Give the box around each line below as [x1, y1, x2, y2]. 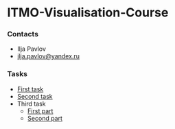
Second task [16, 92, 53, 100]
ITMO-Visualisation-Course [7, 5, 169, 21]
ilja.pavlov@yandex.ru [16, 52, 80, 60]
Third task [16, 99, 46, 108]
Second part [27, 114, 63, 122]
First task [16, 84, 44, 93]
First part [27, 106, 54, 115]
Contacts [7, 30, 39, 39]
